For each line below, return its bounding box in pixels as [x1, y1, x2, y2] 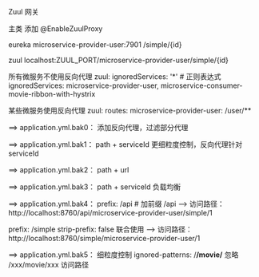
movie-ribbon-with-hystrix [8, 89, 96, 98]
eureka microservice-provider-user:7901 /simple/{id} [8, 40, 182, 49]
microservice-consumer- [160, 81, 243, 90]
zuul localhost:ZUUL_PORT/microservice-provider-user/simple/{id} [8, 55, 229, 65]
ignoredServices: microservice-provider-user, [8, 81, 159, 90]
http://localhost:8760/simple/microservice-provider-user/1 [8, 234, 201, 243]
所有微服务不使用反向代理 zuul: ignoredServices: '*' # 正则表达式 [8, 72, 221, 81]
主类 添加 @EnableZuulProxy [8, 24, 103, 34]
